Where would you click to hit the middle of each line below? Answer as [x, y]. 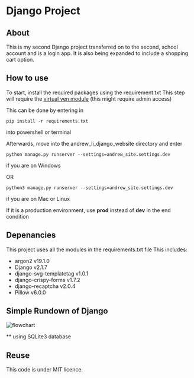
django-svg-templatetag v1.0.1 [51, 273]
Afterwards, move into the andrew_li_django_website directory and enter [94, 143]
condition [18, 216]
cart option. [20, 60]
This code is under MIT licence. [45, 370]
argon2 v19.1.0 [32, 261]
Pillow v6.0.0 [30, 292]
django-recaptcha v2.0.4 [45, 286]
